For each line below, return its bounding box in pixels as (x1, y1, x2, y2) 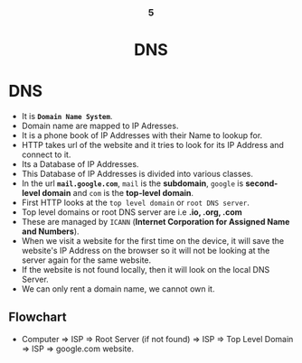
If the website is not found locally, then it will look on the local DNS (21, 265, 270, 275)
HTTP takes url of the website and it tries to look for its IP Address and (21, 140, 284, 151)
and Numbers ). (21, 226, 80, 237)
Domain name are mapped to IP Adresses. (21, 120, 179, 132)
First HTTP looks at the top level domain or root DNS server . (21, 197, 250, 209)
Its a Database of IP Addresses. (21, 159, 139, 170)
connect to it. (21, 149, 71, 160)
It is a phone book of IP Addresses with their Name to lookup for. (21, 130, 263, 141)
